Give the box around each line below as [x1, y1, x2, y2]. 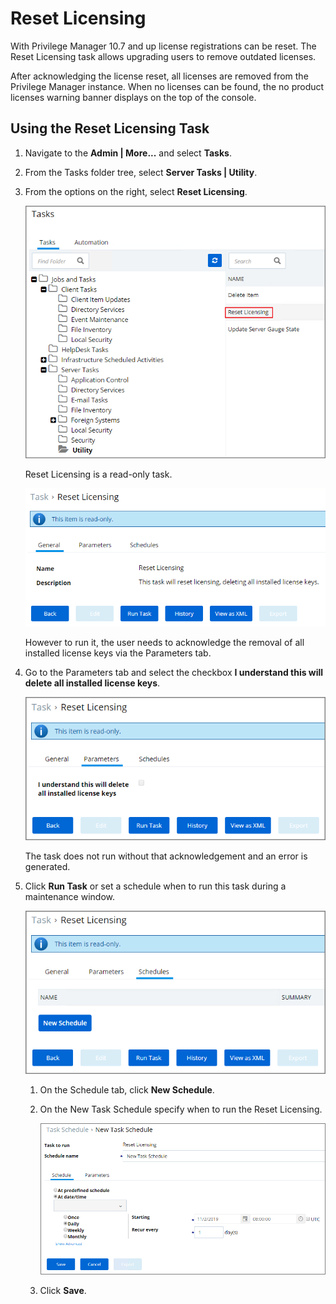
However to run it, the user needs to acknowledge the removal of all [24, 637, 305, 649]
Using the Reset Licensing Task [10, 120, 210, 137]
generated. [24, 861, 71, 873]
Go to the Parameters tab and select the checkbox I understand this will [24, 667, 324, 679]
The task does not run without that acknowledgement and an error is [24, 850, 308, 862]
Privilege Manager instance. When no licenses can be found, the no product [10, 80, 325, 92]
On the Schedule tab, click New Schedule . [39, 1083, 215, 1096]
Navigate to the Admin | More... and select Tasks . [24, 147, 232, 159]
